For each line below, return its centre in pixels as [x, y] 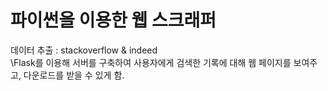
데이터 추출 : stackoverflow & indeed [84, 50]
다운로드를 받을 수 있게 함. [74, 75]
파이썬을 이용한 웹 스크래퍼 [113, 20]
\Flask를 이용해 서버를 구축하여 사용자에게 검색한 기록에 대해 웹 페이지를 [151, 62]
